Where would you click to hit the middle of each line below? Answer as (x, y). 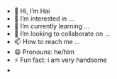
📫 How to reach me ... (47, 42)
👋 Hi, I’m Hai (32, 11)
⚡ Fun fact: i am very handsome (61, 60)
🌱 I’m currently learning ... (52, 26)
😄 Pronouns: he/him (44, 52)
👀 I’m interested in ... (44, 19)
